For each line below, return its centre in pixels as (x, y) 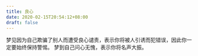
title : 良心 (20, 11)
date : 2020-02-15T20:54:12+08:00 (47, 17)
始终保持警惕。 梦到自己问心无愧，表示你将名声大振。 (82, 47)
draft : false (22, 22)
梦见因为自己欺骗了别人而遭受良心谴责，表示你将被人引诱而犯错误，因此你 (96, 40)
